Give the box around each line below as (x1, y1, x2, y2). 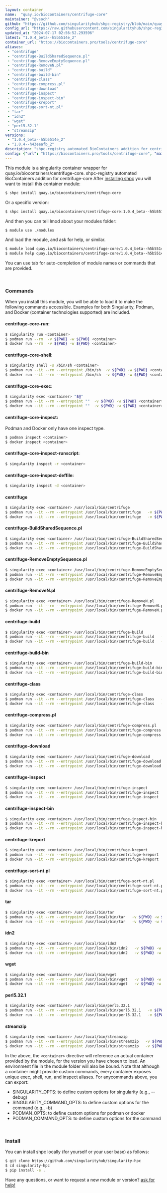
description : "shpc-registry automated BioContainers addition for (5, 147, 148, 152)
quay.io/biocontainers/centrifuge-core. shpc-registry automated (5, 170, 137, 176)
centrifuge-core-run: (5, 321, 50, 327)
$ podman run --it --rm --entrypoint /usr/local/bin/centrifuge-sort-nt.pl (5, 884, 166, 889)
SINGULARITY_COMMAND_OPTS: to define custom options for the (12, 1099, 149, 1105)
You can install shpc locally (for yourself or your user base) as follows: (5, 1149, 149, 1155)
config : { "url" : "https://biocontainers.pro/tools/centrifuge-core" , (5, 151, 153, 156)
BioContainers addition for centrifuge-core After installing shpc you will (5, 175, 151, 181)
